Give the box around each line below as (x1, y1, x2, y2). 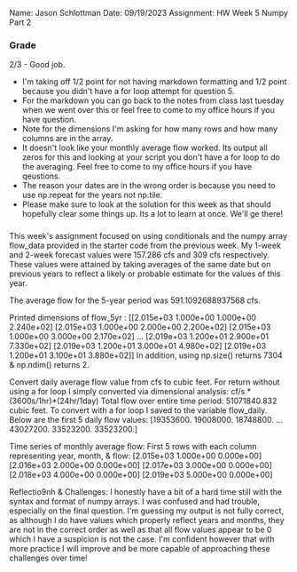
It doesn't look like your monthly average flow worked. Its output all (21, 142, 268, 154)
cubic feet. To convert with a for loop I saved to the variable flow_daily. (9, 405, 268, 416)
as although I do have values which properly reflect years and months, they (9, 515, 285, 526)
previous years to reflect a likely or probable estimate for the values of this (9, 268, 281, 279)
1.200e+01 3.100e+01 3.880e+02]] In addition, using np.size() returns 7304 (9, 350, 284, 361)
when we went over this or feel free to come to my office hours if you (21, 105, 275, 115)
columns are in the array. (21, 133, 113, 144)
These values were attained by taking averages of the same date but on (9, 259, 271, 270)
